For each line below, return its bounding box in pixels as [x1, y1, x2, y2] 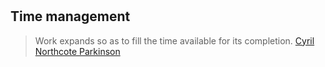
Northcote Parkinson [34, 45, 121, 57]
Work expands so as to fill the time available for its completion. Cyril [34, 34, 315, 47]
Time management [10, 8, 131, 25]
